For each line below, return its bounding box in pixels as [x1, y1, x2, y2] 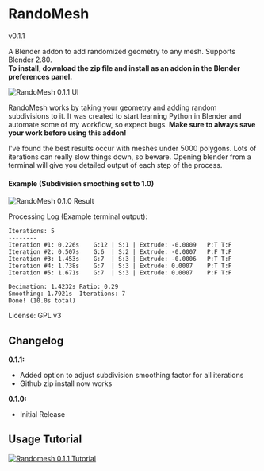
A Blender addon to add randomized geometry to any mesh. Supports [8, 46, 236, 56]
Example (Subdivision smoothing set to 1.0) [8, 178, 155, 188]
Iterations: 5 [8, 228, 55, 235]
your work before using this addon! [8, 128, 127, 138]
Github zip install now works [19, 379, 113, 388]
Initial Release [19, 409, 66, 418]
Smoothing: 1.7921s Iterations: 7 [8, 290, 126, 298]
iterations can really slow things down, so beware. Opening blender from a [8, 152, 251, 162]
